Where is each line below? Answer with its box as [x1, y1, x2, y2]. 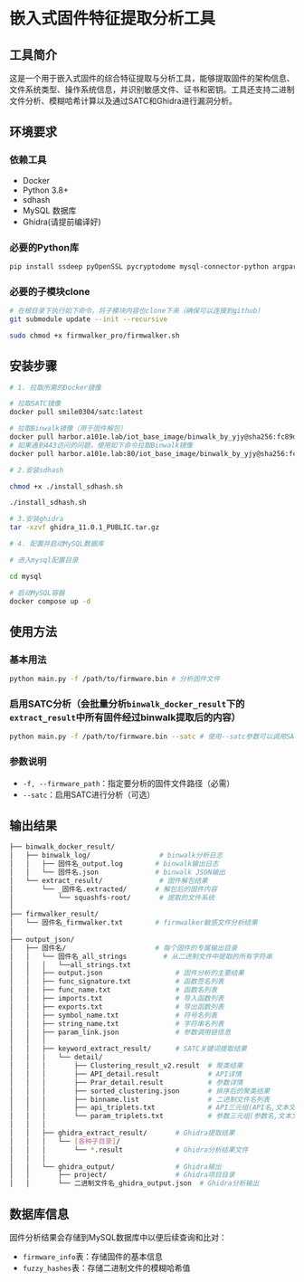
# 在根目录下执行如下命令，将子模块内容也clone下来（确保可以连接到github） [9, 307, 264, 316]
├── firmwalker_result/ [9, 910, 100, 919]
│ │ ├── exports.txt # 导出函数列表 [9, 1002, 224, 1011]
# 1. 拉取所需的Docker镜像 [9, 383, 101, 392]
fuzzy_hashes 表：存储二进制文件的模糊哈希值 [22, 1263, 191, 1273]
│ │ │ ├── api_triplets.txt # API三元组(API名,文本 [9, 1103, 290, 1113]
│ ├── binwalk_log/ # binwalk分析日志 [9, 851, 223, 860]
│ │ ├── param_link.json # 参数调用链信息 [9, 1028, 232, 1037]
